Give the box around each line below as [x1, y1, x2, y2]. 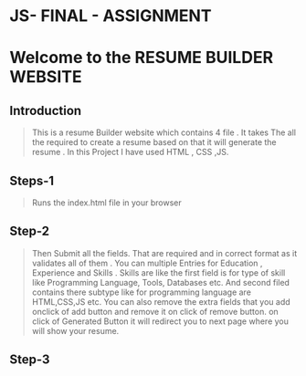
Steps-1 [9, 172, 55, 188]
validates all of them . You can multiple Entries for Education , [31, 257, 263, 268]
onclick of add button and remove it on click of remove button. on [31, 306, 279, 317]
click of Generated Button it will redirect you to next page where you [31, 316, 290, 327]
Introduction [9, 102, 82, 119]
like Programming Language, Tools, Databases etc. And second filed [31, 277, 290, 287]
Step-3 [9, 352, 50, 368]
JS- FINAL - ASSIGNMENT [9, 5, 212, 26]
